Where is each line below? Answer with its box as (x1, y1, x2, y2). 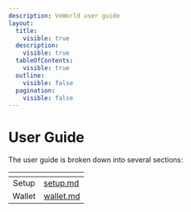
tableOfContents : (15, 57, 74, 65)
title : (15, 26, 38, 35)
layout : (8, 19, 35, 27)
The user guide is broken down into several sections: (8, 155, 183, 165)
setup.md (43, 177, 79, 189)
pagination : (15, 86, 56, 95)
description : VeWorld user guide (8, 11, 120, 20)
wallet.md (43, 190, 80, 202)
